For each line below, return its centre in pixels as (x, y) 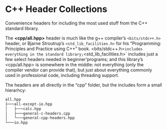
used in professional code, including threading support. (62, 75)
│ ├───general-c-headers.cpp (38, 113)
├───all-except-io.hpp (29, 104)
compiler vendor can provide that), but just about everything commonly (79, 70)
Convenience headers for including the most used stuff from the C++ (76, 23)
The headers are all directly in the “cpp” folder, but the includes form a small (84, 85)
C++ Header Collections (56, 9)
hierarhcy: (16, 90)
